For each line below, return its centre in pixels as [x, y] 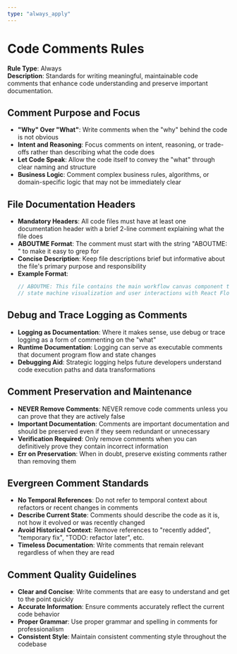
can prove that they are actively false [71, 416]
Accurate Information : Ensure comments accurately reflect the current [121, 607]
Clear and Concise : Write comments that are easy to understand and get [123, 592]
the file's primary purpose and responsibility [82, 266]
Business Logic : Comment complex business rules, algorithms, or [113, 175]
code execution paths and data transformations [86, 369]
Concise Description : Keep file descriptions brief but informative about [121, 259]
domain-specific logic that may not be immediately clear [99, 182]
